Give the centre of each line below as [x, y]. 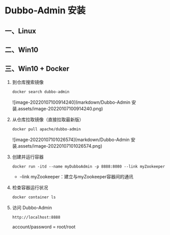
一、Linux [20, 31]
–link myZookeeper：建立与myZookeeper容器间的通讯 [76, 177]
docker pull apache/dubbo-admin [46, 129]
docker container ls [34, 197]
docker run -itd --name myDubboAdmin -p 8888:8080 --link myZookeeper [89, 167]
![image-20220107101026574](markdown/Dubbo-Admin [71, 139]
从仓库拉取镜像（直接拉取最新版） [48, 119]
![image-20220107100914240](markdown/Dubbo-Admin [71, 102]
